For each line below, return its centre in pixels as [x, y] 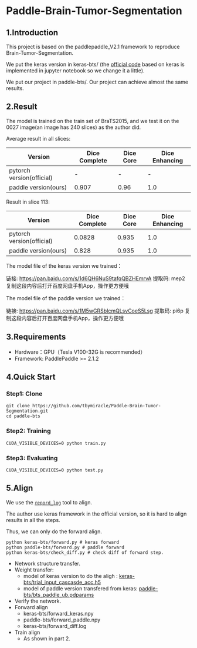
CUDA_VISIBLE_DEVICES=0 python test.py [55, 470]
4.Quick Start [31, 377]
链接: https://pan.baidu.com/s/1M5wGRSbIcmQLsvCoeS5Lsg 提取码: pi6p [95, 311]
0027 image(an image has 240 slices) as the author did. [74, 127]
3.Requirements [36, 337]
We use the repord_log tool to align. [49, 502]
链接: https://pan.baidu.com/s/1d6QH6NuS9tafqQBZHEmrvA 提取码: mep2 [96, 278]
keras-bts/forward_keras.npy [58, 613]
